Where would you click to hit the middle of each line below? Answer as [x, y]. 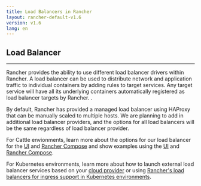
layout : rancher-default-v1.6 [44, 17]
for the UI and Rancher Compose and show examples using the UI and [93, 146]
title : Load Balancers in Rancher [49, 12]
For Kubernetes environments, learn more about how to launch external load [100, 164]
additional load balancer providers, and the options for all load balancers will [100, 122]
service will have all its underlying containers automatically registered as [96, 92]
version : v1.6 [24, 23]
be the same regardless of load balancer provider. [68, 128]
